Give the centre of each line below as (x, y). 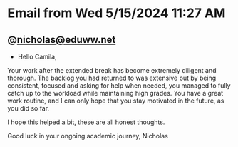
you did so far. (29, 108)
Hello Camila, (37, 56)
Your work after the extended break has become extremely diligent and (112, 70)
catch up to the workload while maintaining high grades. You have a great (115, 93)
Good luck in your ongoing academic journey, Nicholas (88, 136)
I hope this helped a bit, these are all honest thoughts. (86, 122)
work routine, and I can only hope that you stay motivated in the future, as (116, 101)
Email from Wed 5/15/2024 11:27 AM (117, 13)
